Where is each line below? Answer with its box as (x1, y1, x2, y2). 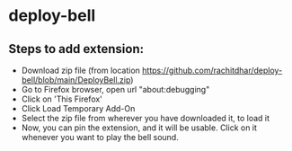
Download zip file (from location (21, 65, 141, 75)
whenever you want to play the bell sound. (21, 132, 179, 142)
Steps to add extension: (8, 41, 145, 57)
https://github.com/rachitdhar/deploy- (142, 65, 283, 75)
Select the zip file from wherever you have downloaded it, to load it (21, 113, 270, 123)
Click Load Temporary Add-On (21, 103, 136, 113)
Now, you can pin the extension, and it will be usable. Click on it (21, 122, 258, 133)
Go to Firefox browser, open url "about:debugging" (21, 84, 210, 94)
